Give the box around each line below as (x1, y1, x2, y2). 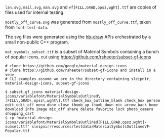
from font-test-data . (5, 24, 48, 30)
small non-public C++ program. (5, 39, 69, 45)
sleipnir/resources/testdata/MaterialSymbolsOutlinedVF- (31, 124, 152, 129)
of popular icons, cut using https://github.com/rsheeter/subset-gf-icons (5, 54, 152, 60)
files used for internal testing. (5, 9, 65, 15)
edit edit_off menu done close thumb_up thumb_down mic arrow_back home (5, 102, 158, 107)
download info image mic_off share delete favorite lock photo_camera (5, 107, 154, 112)
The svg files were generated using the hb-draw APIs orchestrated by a (5, 34, 151, 40)
